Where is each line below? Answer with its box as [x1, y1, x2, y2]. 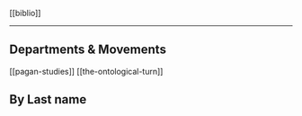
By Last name [9, 92, 87, 107]
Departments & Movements [9, 42, 166, 58]
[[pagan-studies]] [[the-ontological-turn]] [9, 66, 164, 76]
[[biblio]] [9, 8, 41, 18]
